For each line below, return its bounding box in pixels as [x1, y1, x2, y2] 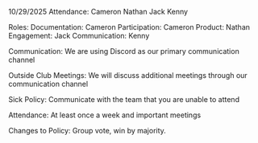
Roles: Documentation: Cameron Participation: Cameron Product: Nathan [8, 22, 251, 31]
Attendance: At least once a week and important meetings [8, 110, 202, 120]
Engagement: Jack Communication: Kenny [8, 31, 150, 40]
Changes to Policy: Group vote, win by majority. [8, 126, 167, 135]
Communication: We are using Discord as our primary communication [8, 47, 239, 55]
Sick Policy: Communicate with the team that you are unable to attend [8, 95, 240, 104]
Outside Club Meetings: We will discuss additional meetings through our [8, 71, 248, 80]
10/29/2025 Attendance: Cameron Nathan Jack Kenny [8, 7, 188, 16]
